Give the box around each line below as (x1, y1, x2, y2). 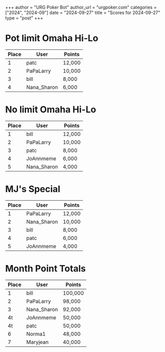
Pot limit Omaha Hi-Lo (5, 33, 99, 44)
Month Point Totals (5, 263, 86, 274)
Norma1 (26, 330, 46, 337)
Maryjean (26, 338, 49, 345)
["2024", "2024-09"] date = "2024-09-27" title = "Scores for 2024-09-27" (5, 10, 160, 16)
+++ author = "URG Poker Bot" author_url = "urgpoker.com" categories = (5, 5, 157, 10)
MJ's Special (5, 184, 60, 195)
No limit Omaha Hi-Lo (5, 104, 97, 115)
